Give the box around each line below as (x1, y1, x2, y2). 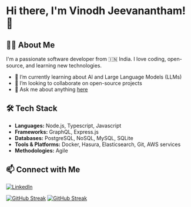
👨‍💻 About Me (6, 40, 55, 50)
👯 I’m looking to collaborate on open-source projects (14, 80, 142, 86)
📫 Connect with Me (6, 165, 81, 175)
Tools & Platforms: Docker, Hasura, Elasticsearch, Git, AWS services (14, 141, 181, 148)
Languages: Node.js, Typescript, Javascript (14, 122, 122, 129)
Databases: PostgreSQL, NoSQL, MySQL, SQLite (14, 134, 133, 141)
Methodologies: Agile (14, 147, 69, 154)
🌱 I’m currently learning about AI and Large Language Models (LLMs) (14, 73, 182, 80)
